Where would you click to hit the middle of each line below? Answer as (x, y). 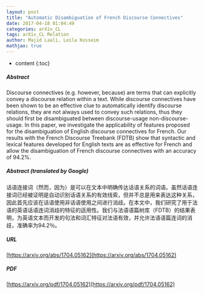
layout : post (23, 12)
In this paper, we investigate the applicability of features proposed (107, 125)
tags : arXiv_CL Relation (38, 35)
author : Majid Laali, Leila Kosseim (53, 40)
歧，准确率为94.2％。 (33, 225)
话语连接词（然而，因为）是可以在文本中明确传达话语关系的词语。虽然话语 (99, 187)
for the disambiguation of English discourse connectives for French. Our (97, 131)
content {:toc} (32, 63)
